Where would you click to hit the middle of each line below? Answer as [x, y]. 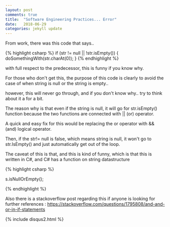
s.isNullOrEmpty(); [25, 179]
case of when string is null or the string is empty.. [57, 84]
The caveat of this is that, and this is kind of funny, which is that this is [79, 154]
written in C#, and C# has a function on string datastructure [68, 160]
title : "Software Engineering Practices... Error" [61, 19]
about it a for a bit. [25, 99]
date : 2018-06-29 [26, 24]
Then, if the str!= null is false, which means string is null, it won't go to [78, 139]
